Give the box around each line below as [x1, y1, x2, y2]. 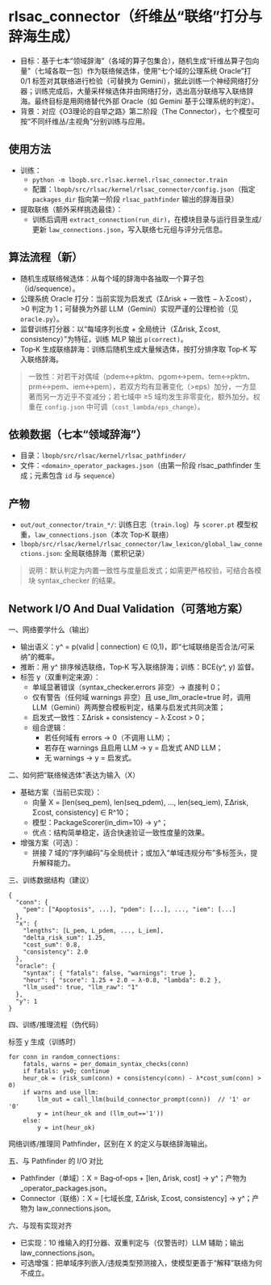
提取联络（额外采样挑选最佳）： [19, 204, 123, 214]
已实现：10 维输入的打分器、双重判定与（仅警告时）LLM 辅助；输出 [19, 1238, 244, 1247]
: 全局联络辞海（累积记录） [60, 549, 149, 558]
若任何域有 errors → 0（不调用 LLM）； [44, 733, 173, 742]
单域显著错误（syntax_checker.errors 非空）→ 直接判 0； [31, 682, 223, 692]
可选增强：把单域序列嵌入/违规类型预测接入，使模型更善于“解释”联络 [19, 1258, 248, 1267]
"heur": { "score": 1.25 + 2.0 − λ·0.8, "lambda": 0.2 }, [23, 976, 222, 984]
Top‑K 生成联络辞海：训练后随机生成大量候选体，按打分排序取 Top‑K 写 [19, 344, 257, 354]
